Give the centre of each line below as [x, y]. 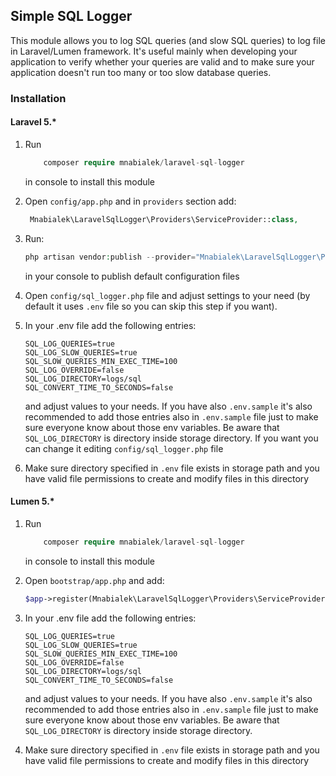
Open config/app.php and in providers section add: [130, 201]
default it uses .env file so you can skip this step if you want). [151, 306]
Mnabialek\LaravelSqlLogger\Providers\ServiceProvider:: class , [164, 219]
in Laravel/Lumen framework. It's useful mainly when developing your [154, 51]
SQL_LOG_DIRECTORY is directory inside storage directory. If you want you [171, 438]
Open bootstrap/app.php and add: [94, 580]
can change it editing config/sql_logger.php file [124, 448]
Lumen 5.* [32, 501]
